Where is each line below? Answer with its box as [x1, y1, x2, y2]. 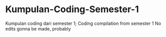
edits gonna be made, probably [5, 25, 72, 31]
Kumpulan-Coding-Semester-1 [5, 4, 139, 15]
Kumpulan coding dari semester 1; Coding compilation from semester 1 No [5, 20, 161, 26]
